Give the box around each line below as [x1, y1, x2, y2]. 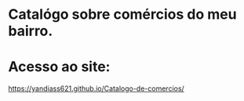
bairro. [8, 22, 53, 40]
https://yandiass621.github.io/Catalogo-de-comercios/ [8, 84, 184, 93]
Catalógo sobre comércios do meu [8, 5, 237, 23]
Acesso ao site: [8, 58, 111, 76]
